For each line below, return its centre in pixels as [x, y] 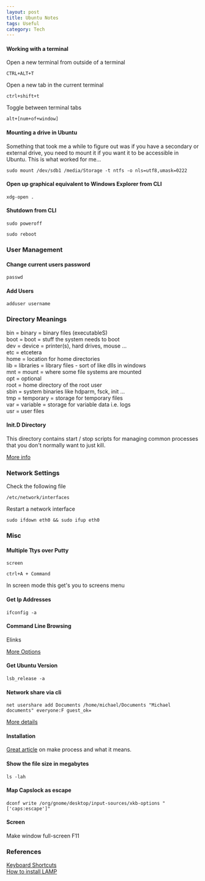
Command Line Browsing [39, 626]
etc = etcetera [24, 352]
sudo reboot [21, 235]
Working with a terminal [37, 49]
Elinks [14, 640]
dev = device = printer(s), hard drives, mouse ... [67, 346]
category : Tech [26, 29]
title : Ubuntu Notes [33, 18]
